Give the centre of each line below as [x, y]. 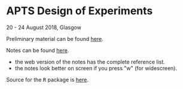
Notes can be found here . [38, 50]
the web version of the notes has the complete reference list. [90, 62]
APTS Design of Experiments [80, 11]
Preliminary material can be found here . [55, 39]
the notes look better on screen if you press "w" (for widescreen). [96, 68]
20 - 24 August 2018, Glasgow [44, 27]
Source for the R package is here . [47, 80]
